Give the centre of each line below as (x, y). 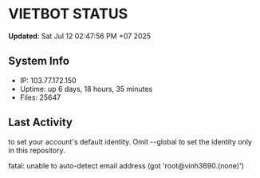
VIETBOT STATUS (68, 14)
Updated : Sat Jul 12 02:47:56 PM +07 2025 (80, 36)
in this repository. (37, 150)
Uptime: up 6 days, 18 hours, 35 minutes (86, 89)
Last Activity (41, 123)
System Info (39, 61)
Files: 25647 (40, 97)
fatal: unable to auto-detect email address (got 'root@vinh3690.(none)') (126, 165)
